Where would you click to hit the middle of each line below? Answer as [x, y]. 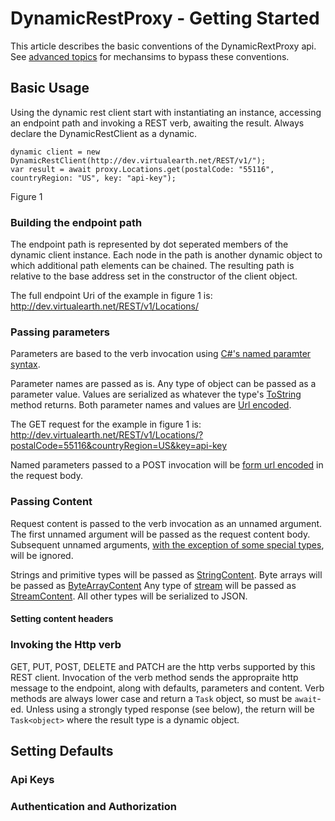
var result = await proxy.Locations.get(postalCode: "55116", [142, 169]
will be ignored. [42, 555]
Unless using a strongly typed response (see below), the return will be [170, 709]
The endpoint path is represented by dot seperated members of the [149, 244]
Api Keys [32, 779]
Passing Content [51, 502]
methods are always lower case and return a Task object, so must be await [164, 698]
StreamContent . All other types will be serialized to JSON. [129, 596]
